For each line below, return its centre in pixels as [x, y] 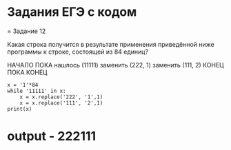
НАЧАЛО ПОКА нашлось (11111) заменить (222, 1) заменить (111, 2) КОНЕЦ [115, 65]
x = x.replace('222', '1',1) [61, 97]
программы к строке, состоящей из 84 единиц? [78, 52]
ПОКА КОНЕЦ [27, 72]
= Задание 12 [27, 31]
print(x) [20, 109]
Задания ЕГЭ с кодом [72, 12]
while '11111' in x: [37, 91]
